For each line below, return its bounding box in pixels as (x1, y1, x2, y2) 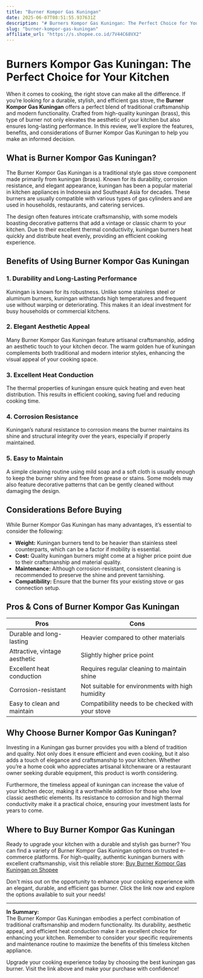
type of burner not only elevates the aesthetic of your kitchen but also (6, 116, 180, 124)
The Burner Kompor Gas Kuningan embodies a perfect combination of (6, 915, 181, 922)
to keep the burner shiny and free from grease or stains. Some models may (6, 474, 193, 481)
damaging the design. (6, 487, 60, 494)
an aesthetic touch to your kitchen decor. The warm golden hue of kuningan (6, 343, 196, 350)
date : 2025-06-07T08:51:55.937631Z (6, 15, 96, 21)
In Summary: (6, 908, 39, 915)
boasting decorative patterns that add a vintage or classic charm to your (6, 219, 186, 226)
